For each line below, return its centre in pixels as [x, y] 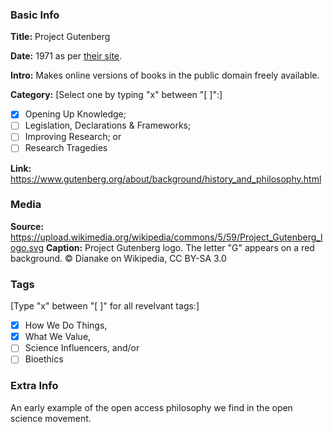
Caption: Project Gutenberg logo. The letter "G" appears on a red [180, 247]
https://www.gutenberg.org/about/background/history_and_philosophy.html [166, 179]
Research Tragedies [66, 148]
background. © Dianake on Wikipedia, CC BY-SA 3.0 [118, 258]
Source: [27, 226]
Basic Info [35, 15]
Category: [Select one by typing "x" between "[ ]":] [116, 95]
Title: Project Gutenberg [60, 37]
